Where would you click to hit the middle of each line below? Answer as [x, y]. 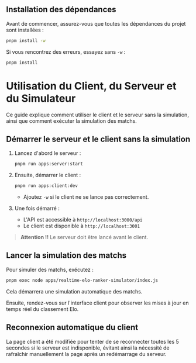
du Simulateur [41, 98]
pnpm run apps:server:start [49, 164]
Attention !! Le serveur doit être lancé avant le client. [84, 237]
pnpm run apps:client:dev [46, 186]
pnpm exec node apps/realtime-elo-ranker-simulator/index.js [82, 280]
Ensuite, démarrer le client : [48, 175]
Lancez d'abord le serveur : [48, 153]
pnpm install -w [26, 40]
